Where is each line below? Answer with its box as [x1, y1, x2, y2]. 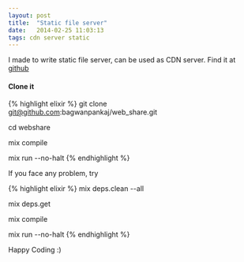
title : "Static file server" [8, 19, 108, 27]
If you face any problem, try [8, 169, 99, 178]
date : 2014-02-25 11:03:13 [8, 26, 104, 34]
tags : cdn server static [8, 33, 90, 42]
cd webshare [8, 123, 51, 133]
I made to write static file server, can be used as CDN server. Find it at [8, 55, 236, 65]
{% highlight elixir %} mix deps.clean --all [8, 184, 145, 193]
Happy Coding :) [8, 245, 62, 255]
